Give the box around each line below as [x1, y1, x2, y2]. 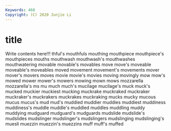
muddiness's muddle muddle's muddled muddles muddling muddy [5, 105, 145, 111]
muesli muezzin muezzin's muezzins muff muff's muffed [5, 121, 124, 127]
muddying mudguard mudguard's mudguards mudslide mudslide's [5, 110, 145, 116]
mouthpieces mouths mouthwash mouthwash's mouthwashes [5, 56, 135, 62]
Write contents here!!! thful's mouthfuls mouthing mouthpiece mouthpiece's [5, 51, 164, 57]
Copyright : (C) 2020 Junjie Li [5, 12, 72, 17]
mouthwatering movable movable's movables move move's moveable [5, 61, 152, 68]
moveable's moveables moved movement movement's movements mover [5, 67, 160, 73]
